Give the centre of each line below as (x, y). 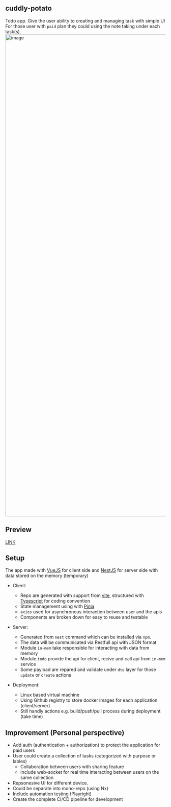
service (28, 664)
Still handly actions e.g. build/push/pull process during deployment (90, 711)
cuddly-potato (28, 8)
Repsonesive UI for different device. (50, 783)
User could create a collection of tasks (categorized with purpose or (84, 756)
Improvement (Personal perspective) (65, 733)
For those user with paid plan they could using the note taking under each (83, 26)
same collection (37, 778)
